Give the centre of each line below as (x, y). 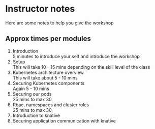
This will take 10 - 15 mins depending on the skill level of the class (81, 67)
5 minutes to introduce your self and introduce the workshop (76, 56)
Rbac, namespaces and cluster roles (51, 105)
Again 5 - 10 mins (31, 89)
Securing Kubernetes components (49, 83)
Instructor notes (40, 9)
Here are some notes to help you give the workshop (59, 23)
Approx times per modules (48, 39)
